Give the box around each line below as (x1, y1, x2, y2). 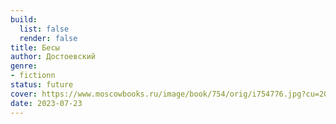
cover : (10, 89, 38, 99)
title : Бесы (10, 42, 60, 53)
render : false (19, 33, 78, 43)
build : (10, 14, 38, 25)
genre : (10, 61, 38, 71)
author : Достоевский (10, 52, 97, 62)
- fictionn (10, 71, 56, 81)
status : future (10, 80, 74, 90)
